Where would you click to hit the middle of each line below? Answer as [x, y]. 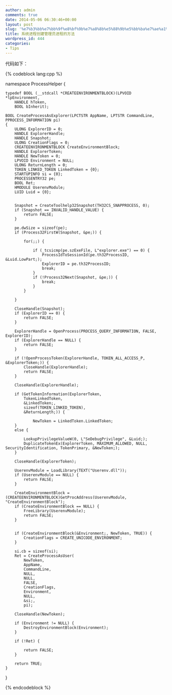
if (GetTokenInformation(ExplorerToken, [58, 394]
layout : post [19, 24]
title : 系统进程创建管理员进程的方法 [40, 34]
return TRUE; [28, 663]
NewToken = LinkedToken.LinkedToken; [73, 421]
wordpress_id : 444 [25, 39]
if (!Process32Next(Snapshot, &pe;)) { [75, 277]
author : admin [20, 10]
